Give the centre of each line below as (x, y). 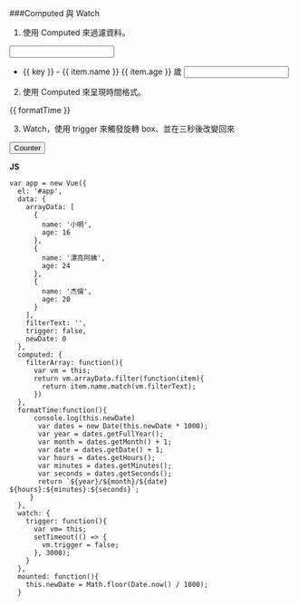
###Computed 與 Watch (55, 13)
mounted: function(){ (58, 577)
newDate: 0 (46, 339)
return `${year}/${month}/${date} (103, 482)
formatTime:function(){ (62, 410)
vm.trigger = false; (81, 545)
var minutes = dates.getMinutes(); (105, 466)
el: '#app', (40, 191)
